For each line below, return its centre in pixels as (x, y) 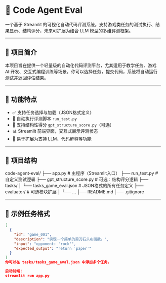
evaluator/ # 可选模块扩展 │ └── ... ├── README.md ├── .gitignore (75, 192)
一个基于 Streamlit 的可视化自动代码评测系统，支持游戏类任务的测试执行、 (80, 24)
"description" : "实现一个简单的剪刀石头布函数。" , (62, 239)
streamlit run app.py (27, 276)
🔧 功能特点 (21, 99)
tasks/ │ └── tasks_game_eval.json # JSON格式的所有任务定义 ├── (75, 186)
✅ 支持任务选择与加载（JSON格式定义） (53, 112)
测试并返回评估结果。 (27, 78)
